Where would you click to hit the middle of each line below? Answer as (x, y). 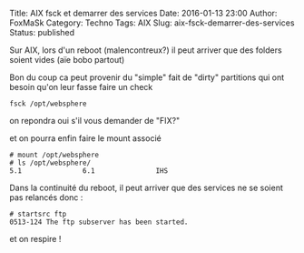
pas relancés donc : (46, 197)
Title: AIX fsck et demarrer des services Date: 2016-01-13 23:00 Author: (143, 13)
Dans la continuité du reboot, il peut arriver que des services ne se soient (146, 187)
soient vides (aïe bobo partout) (67, 60)
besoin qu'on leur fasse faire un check (81, 87)
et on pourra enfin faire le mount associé (85, 138)
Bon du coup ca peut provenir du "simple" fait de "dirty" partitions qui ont (147, 77)
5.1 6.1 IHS (89, 171)
